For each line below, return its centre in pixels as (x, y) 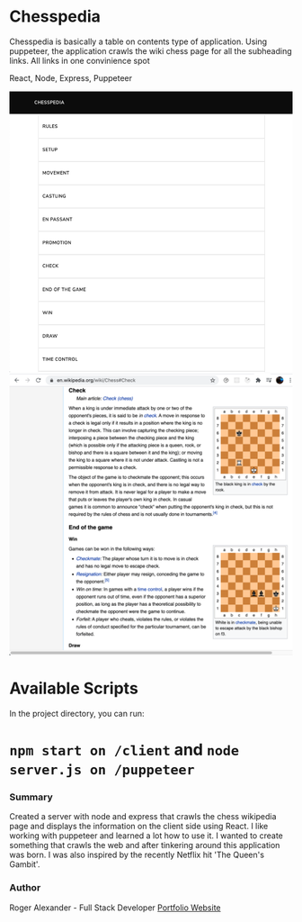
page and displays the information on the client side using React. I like (139, 827)
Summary (31, 797)
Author (25, 888)
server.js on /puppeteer (102, 770)
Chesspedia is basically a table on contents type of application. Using (138, 41)
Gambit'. (25, 864)
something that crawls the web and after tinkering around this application (145, 845)
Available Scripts (74, 688)
